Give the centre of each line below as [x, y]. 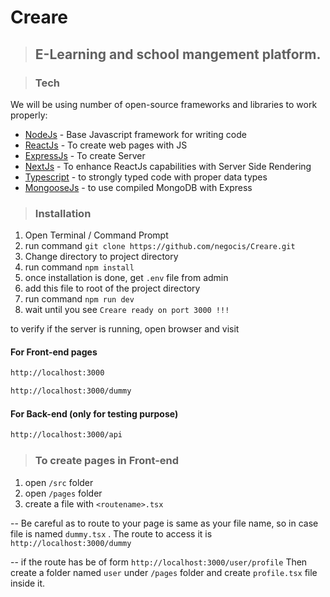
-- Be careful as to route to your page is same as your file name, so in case [164, 523]
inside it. [28, 583]
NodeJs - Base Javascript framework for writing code [135, 134]
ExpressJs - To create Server [85, 155]
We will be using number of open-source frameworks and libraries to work [164, 104]
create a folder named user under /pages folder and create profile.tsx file [164, 572]
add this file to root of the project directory [112, 288]
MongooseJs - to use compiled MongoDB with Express [138, 187]
